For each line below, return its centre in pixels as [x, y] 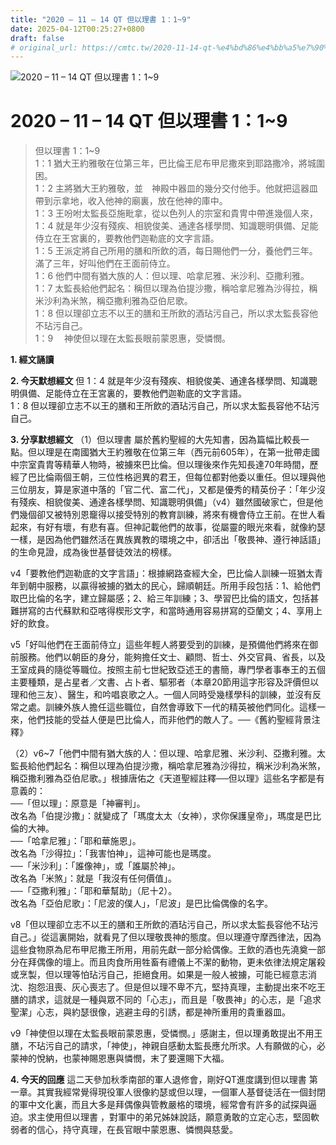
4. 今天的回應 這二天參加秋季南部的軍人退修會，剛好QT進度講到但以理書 [158, 1080]
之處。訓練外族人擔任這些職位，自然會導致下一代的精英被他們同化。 [159, 707]
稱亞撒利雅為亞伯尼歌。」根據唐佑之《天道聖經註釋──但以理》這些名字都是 [163, 778]
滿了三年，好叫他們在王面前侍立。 [105, 263]
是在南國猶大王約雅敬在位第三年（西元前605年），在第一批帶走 [182, 452]
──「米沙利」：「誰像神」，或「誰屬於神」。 [95, 866]
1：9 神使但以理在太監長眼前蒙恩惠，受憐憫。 [133, 338]
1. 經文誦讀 [32, 360]
